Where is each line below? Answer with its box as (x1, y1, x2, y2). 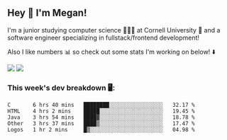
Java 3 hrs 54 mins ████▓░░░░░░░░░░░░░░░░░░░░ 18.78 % (7, 114, 195, 121)
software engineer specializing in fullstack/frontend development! (7, 33, 200, 42)
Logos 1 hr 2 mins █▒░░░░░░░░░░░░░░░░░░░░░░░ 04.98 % (7, 127, 195, 134)
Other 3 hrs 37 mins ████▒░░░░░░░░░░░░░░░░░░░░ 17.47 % (7, 120, 195, 127)
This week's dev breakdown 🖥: (7, 83, 116, 93)
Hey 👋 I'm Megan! (7, 7, 87, 19)
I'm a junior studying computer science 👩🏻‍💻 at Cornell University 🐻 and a (7, 25, 221, 34)
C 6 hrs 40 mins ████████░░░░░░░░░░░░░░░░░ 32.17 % (7, 102, 195, 109)
